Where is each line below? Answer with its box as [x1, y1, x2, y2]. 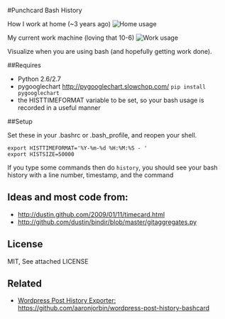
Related [7, 278, 43, 290]
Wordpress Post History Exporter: [17, 296, 116, 305]
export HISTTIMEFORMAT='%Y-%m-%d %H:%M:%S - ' [7, 145, 148, 152]
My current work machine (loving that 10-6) [7, 33, 135, 42]
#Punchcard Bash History [7, 6, 83, 14]
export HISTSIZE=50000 [7, 151, 75, 158]
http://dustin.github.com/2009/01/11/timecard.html [17, 210, 165, 218]
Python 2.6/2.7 [17, 74, 62, 83]
